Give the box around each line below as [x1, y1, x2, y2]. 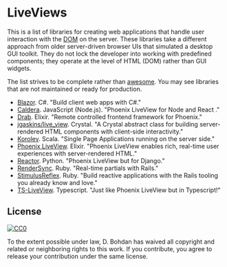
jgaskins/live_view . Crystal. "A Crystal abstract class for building [17, 120, 198, 128]
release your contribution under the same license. [7, 252, 149, 260]
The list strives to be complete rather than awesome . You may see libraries [7, 77, 219, 85]
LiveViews [7, 5, 67, 21]
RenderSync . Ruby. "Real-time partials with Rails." [17, 164, 159, 172]
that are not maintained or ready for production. [7, 85, 142, 93]
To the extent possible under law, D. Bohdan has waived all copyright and [7, 237, 215, 246]
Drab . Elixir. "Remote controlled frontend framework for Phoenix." [17, 112, 203, 121]
